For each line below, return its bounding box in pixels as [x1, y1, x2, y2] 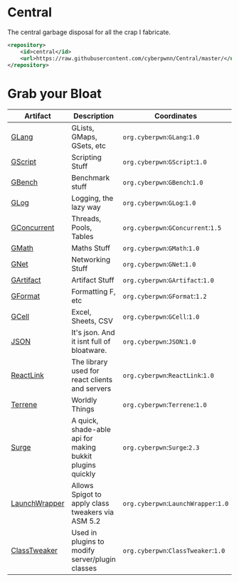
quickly [70, 469, 96, 479]
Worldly [70, 396, 97, 406]
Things [70, 404, 95, 414]
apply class [70, 499, 110, 509]
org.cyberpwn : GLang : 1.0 [122, 132, 200, 142]
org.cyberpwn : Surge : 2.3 [122, 443, 200, 453]
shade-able [70, 425, 112, 435]
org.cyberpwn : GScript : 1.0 [122, 157, 208, 167]
